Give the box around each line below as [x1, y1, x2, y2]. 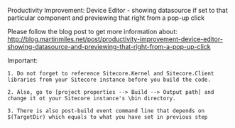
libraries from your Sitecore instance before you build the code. [7, 76, 212, 83]
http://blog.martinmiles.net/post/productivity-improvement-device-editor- [7, 35, 224, 43]
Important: [7, 56, 38, 65]
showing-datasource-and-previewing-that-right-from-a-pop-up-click [7, 43, 211, 50]
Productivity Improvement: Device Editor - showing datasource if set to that [7, 6, 229, 14]
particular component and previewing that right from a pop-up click [7, 14, 204, 22]
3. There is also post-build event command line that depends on [7, 107, 204, 114]
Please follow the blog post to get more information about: [7, 28, 177, 36]
